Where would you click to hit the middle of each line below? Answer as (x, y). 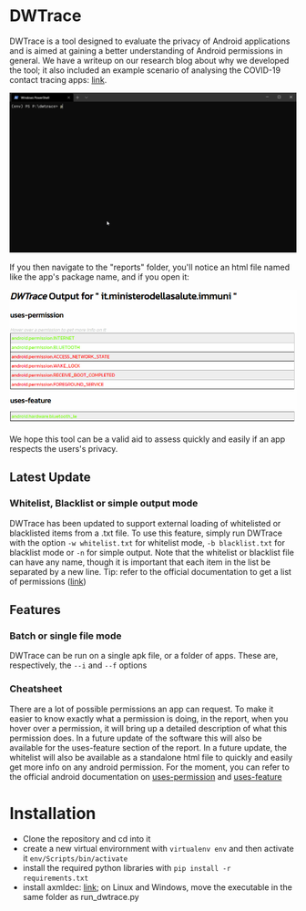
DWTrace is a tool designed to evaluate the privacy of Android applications (150, 41)
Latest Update (50, 478)
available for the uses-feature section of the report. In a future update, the (148, 747)
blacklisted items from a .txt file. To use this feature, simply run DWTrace (146, 533)
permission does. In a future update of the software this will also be (136, 738)
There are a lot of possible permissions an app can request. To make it (142, 709)
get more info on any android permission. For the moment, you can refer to (149, 767)
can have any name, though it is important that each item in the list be (140, 562)
